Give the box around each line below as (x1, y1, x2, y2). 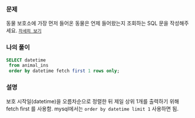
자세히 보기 (18, 28, 42, 34)
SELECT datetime (6, 57, 46, 63)
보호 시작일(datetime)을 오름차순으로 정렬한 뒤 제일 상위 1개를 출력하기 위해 (6, 97, 180, 104)
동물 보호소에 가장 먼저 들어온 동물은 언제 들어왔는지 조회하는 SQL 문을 (6, 19, 169, 27)
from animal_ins (8, 63, 49, 68)
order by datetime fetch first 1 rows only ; (8, 68, 120, 74)
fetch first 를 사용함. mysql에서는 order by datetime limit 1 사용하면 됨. (6, 105, 179, 112)
